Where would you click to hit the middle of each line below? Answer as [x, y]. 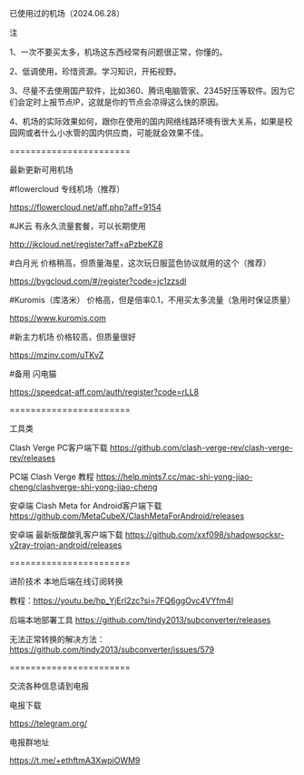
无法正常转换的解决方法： [57, 639]
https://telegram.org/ [49, 723]
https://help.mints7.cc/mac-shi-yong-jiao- [174, 477]
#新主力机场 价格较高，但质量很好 [73, 337]
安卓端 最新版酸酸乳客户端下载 [66, 534]
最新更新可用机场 [41, 170]
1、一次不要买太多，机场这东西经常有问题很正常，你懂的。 [118, 52]
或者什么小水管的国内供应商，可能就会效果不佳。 [117, 133]
